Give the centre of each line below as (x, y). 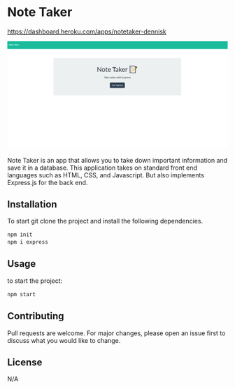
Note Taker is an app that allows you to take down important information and (117, 160)
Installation (32, 204)
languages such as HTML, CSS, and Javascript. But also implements (106, 175)
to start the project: (35, 281)
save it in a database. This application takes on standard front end (102, 168)
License (25, 362)
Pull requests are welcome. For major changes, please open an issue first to (116, 333)
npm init (20, 235)
